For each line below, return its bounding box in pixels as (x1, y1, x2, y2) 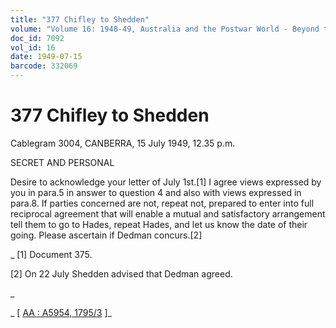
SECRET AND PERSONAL (10, 156, 115, 168)
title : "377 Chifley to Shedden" (10, 14, 150, 25)
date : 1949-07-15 (10, 52, 83, 62)
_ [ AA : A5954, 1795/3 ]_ (10, 306, 112, 318)
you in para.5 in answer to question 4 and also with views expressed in (10, 186, 302, 198)
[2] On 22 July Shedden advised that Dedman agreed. (10, 267, 233, 280)
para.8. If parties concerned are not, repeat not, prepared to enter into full (10, 197, 315, 209)
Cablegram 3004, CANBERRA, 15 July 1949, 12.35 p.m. (10, 137, 236, 149)
